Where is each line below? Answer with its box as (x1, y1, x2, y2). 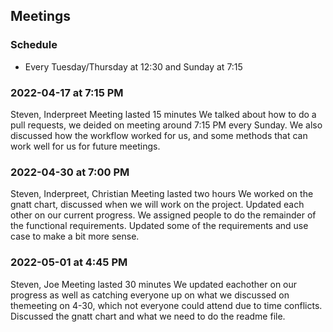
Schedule (10, 38, 58, 52)
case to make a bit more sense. (10, 230, 140, 243)
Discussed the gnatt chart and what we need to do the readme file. (10, 310, 286, 322)
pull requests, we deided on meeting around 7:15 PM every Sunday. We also (10, 119, 323, 131)
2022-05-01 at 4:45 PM (10, 255, 128, 269)
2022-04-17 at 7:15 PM (10, 85, 124, 99)
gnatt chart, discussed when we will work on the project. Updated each (10, 199, 305, 211)
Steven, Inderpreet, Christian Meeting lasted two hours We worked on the (10, 188, 314, 200)
